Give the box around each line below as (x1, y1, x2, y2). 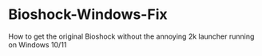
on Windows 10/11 (8, 39, 67, 49)
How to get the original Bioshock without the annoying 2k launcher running (8, 32, 255, 41)
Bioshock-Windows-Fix (8, 6, 168, 24)
